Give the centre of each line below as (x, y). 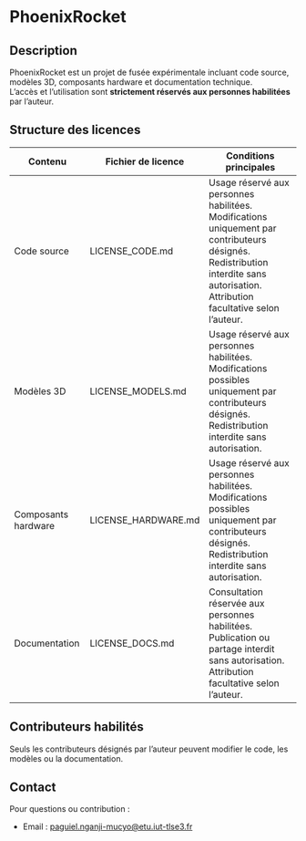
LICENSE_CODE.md (132, 251)
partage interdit (242, 649)
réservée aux (237, 603)
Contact (33, 788)
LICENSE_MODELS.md (138, 391)
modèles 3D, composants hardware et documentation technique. (131, 82)
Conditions (250, 155)
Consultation (236, 592)
